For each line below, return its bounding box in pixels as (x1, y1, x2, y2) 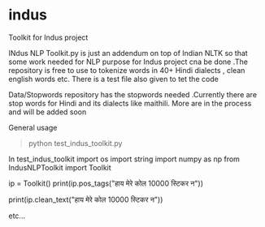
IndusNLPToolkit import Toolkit (8, 162, 111, 172)
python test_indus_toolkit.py (28, 138, 123, 148)
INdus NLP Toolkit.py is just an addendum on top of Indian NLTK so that (8, 48, 248, 58)
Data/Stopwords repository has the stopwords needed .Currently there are (8, 89, 258, 99)
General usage (8, 122, 58, 132)
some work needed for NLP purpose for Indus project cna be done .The (8, 57, 248, 66)
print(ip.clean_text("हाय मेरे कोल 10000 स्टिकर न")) (8, 195, 163, 204)
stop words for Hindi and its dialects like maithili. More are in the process (8, 98, 252, 108)
